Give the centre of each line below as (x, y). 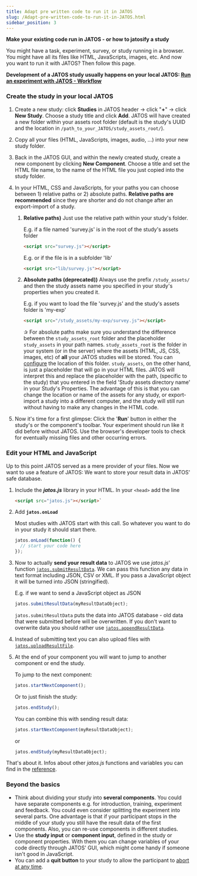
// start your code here (51, 546)
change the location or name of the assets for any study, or (95, 395)
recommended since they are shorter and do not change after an (94, 200)
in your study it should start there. (56, 530)
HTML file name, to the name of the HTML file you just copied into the (99, 170)
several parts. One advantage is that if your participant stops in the (96, 816)
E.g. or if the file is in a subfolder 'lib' (68, 258)
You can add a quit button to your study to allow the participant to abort (102, 860)
